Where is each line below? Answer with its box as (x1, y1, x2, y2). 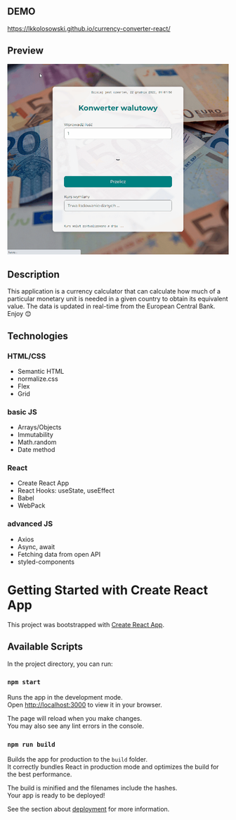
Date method (17, 446, 55, 454)
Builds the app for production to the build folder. (7, 755, 148, 764)
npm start (7, 679, 41, 686)
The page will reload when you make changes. (7, 714, 143, 722)
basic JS (7, 407, 37, 417)
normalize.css (17, 374, 58, 383)
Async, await (17, 542, 55, 551)
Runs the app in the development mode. (7, 693, 123, 701)
